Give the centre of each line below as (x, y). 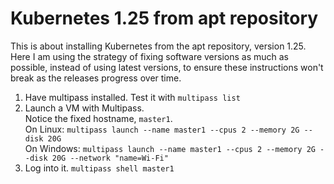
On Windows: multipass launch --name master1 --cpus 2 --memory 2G (170, 148)
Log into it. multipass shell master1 (99, 168)
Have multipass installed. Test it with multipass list (132, 97)
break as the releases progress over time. (96, 78)
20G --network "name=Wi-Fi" (110, 158)
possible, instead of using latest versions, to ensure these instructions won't (167, 67)
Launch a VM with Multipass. (84, 108)
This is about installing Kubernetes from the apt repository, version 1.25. (158, 46)
